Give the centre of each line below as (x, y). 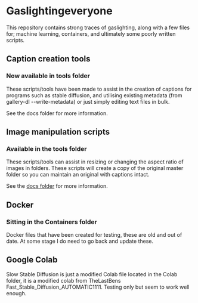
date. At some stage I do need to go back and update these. (80, 241)
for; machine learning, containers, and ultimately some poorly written (91, 33)
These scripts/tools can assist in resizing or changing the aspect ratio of (95, 162)
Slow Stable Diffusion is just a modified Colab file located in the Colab (92, 274)
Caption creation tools (48, 59)
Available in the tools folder (47, 149)
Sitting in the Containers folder (52, 222)
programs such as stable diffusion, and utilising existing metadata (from (94, 95)
